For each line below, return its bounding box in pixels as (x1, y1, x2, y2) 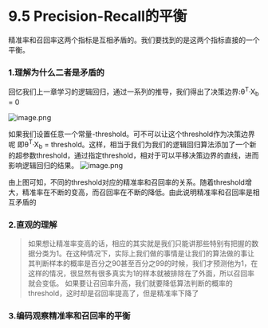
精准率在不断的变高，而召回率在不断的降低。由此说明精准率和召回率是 (22, 188, 253, 197)
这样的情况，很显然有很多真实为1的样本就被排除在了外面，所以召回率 (27, 268, 255, 279)
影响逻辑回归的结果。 (8, 161, 78, 170)
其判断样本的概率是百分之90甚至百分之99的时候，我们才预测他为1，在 (27, 259, 258, 268)
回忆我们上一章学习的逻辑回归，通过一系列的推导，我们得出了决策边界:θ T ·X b (8, 85, 259, 98)
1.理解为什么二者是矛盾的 (8, 67, 105, 78)
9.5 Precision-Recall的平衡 (8, 7, 187, 25)
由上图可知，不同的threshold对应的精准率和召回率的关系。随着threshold (8, 178, 246, 187)
